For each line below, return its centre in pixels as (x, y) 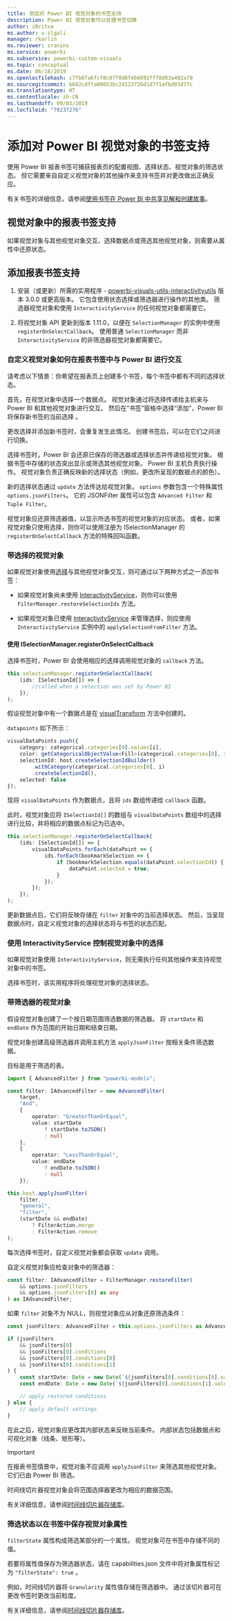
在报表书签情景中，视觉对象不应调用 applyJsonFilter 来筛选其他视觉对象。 (114, 1466)
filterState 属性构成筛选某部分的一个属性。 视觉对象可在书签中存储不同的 (114, 1540)
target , (30, 1097)
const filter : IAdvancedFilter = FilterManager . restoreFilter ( (100, 1280)
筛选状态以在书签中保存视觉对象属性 (67, 1524)
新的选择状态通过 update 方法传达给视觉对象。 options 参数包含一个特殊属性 (115, 486)
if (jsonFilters (30, 1339)
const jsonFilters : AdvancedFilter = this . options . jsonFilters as (105, 1327)
